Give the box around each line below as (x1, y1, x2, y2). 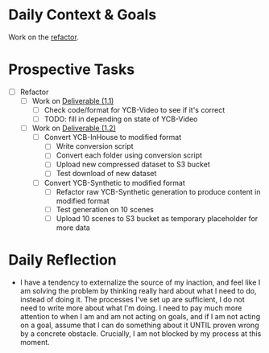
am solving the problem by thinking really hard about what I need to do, (19, 285, 257, 295)
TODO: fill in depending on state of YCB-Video (43, 114, 198, 124)
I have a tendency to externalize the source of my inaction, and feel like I (19, 277, 261, 287)
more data (56, 223, 90, 232)
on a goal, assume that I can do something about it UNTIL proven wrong (19, 320, 259, 330)
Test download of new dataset (56, 169, 157, 179)
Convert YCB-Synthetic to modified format (43, 178, 185, 187)
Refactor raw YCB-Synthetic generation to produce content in (56, 187, 261, 196)
